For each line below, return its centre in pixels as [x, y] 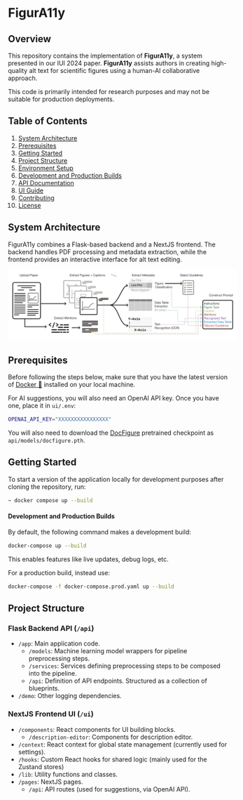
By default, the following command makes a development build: [100, 532]
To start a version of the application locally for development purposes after [116, 479]
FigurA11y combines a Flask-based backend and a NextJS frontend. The [112, 244]
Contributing [36, 197]
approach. [23, 78]
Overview [30, 39]
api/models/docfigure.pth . [47, 440]
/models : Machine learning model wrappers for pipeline [108, 651]
